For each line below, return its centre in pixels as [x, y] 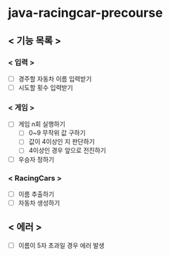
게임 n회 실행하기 [42, 124]
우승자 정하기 [36, 159]
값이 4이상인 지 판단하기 [62, 142]
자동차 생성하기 [39, 203]
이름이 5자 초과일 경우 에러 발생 [61, 245]
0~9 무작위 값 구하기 [57, 133]
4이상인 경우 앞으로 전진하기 [67, 150]
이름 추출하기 [36, 194]
